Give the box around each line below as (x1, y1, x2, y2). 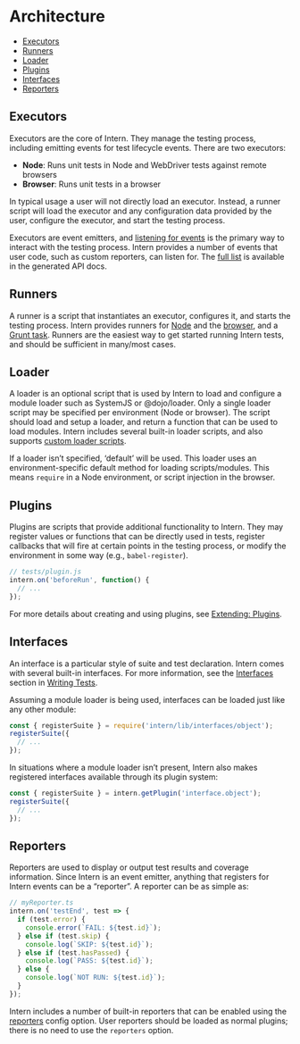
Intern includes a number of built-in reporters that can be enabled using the (9, 1006, 287, 1016)
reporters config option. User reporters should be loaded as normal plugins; (9, 1015, 288, 1026)
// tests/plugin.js (9, 567, 82, 577)
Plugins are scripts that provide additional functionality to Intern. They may (9, 522, 284, 532)
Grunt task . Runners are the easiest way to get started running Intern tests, (9, 329, 284, 340)
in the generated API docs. (9, 261, 107, 271)
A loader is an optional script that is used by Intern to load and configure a (9, 388, 282, 399)
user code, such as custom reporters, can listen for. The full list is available (9, 251, 285, 262)
